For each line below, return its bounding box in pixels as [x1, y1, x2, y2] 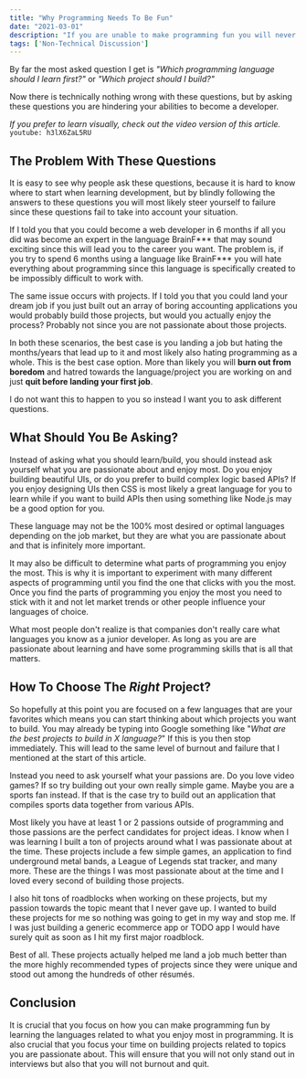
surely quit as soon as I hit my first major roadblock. [9, 931, 205, 942]
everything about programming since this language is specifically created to [9, 263, 296, 274]
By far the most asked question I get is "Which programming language [9, 64, 276, 75]
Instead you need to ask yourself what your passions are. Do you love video [9, 769, 295, 781]
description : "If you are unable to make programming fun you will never [9, 30, 297, 39]
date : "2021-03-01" [9, 22, 84, 31]
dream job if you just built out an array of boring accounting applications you [9, 301, 298, 312]
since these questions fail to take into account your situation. [9, 206, 238, 217]
